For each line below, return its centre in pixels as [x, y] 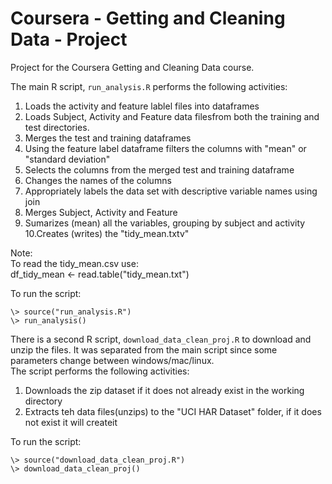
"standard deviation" [67, 159]
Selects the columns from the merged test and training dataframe [159, 169]
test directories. [57, 127]
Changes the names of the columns [98, 180]
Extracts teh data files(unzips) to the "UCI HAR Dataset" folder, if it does [173, 411]
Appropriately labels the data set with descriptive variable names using [171, 191]
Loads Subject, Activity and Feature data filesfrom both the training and [172, 116]
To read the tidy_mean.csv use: [74, 263]
